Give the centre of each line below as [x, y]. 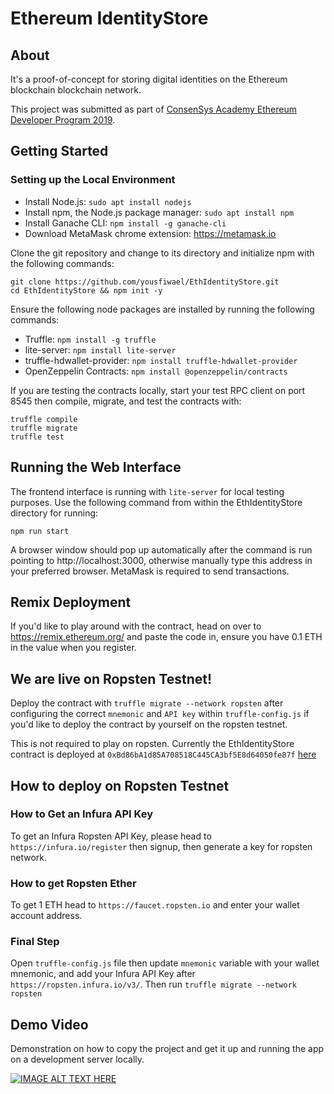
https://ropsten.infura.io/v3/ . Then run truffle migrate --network [154, 984]
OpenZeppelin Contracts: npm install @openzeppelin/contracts [156, 371]
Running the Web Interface [96, 467]
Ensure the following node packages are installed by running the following [162, 309]
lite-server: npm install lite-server [100, 349]
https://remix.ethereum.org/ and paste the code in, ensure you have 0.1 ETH [166, 637]
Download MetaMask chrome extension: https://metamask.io [150, 233]
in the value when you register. [73, 648]
